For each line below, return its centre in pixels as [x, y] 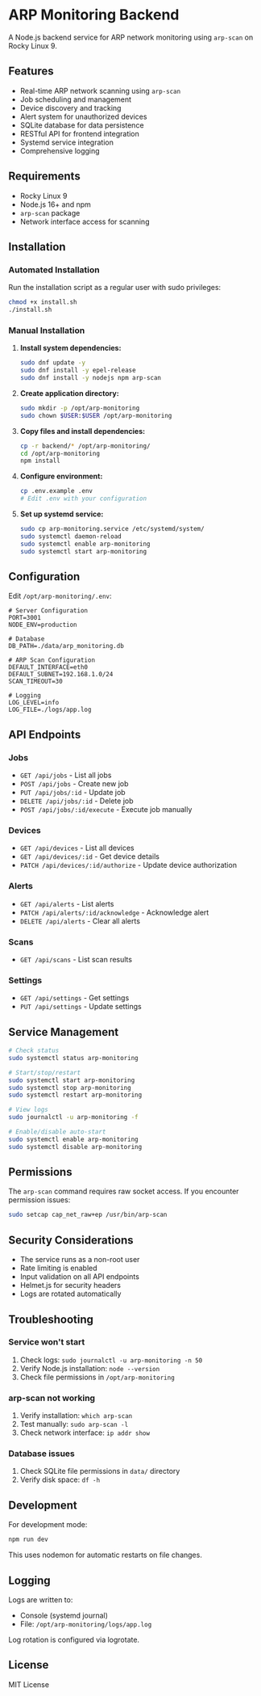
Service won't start [47, 1342]
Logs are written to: [41, 1599]
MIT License [29, 1684]
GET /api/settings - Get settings [75, 998]
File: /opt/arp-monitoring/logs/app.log [86, 1624]
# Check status [34, 1051]
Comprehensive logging [60, 150]
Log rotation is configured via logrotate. [74, 1639]
